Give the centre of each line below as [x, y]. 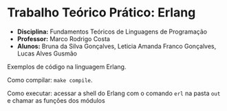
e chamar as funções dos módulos [56, 100]
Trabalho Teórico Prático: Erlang [101, 13]
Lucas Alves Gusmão [47, 53]
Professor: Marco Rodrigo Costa [63, 38]
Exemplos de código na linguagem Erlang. [67, 66]
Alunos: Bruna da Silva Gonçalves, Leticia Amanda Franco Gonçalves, [117, 46]
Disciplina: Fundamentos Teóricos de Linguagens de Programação [112, 32]
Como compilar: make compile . [50, 79]
